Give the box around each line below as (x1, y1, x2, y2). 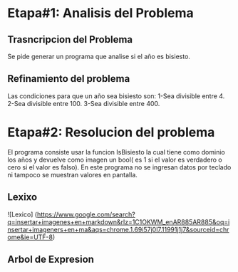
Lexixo (7, 191, 38, 204)
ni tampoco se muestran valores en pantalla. (7, 170, 138, 179)
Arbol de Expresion (7, 253, 95, 265)
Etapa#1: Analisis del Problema (7, 5, 194, 21)
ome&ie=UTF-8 (7, 233, 53, 241)
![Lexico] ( (7, 210, 38, 219)
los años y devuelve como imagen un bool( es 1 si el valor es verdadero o (7, 155, 222, 164)
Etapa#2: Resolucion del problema (7, 125, 215, 140)
